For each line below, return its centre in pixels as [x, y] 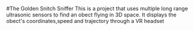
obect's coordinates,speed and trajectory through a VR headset [85, 21]
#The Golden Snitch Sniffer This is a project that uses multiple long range [97, 9]
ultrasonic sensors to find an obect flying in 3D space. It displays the [91, 15]
